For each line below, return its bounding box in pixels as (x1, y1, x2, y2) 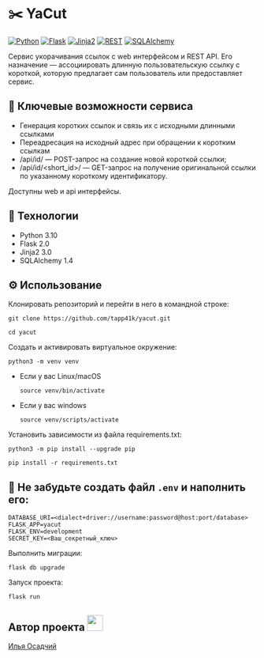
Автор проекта (8, 620, 85, 633)
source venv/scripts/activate (19, 416, 120, 424)
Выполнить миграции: (8, 549, 83, 558)
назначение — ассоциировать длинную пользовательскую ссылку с (8, 59, 240, 70)
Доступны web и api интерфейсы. (8, 186, 121, 196)
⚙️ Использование (8, 278, 102, 292)
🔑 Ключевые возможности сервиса (8, 100, 193, 113)
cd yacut (8, 328, 37, 337)
